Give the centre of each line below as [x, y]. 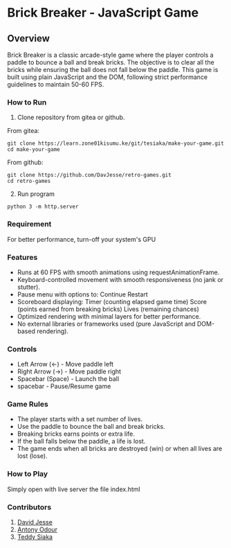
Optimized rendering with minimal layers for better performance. [109, 316]
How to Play [28, 474]
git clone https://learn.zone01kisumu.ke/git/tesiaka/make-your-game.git [116, 143]
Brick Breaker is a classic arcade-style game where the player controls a [110, 55]
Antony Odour [37, 530]
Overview [29, 38]
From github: [25, 162]
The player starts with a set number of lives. [80, 419]
